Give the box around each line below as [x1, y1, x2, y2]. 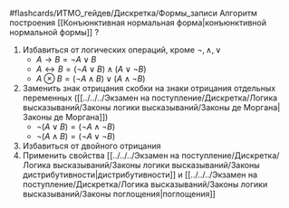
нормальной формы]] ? [9, 27, 100, 37]
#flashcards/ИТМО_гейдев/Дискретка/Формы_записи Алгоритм [9, 8, 258, 18]
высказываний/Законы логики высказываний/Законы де [22, 102, 242, 112]
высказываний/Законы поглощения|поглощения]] [22, 189, 216, 199]
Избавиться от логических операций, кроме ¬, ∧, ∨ [22, 44, 222, 55]
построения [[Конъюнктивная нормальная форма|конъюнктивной [9, 17, 267, 28]
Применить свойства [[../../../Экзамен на [22, 150, 179, 161]
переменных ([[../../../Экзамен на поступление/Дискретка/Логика [22, 92, 278, 103]
